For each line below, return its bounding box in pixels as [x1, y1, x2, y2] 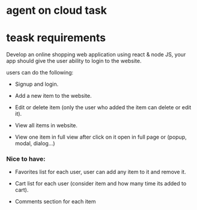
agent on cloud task [6, 4, 107, 17]
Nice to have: [6, 155, 46, 163]
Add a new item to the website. [14, 92, 92, 100]
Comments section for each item [14, 198, 96, 205]
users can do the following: [6, 69, 74, 76]
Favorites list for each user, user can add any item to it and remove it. [14, 169, 186, 176]
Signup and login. [14, 80, 59, 88]
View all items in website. [14, 122, 78, 129]
